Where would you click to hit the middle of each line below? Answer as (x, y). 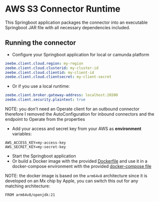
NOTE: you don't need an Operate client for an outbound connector (72, 109)
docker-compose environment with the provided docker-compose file (82, 166)
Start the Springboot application (44, 156)
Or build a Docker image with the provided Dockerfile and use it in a (80, 161)
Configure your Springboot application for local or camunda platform (80, 54)
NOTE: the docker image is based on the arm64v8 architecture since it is (76, 176)
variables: (22, 134)
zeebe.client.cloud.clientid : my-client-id (50, 72)
